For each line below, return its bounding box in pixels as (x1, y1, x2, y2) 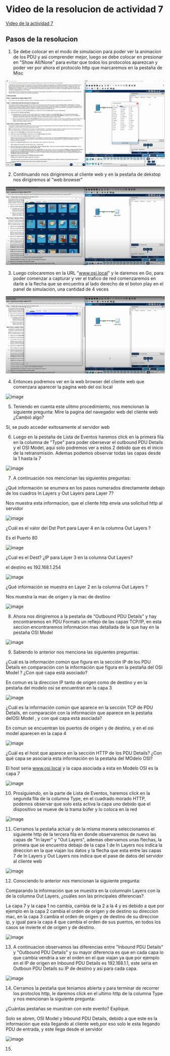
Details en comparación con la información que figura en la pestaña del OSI (6, 664, 163, 670)
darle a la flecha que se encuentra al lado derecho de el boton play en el (13, 281, 163, 287)
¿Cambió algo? (13, 414, 44, 421)
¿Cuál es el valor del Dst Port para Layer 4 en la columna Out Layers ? (6, 525, 151, 531)
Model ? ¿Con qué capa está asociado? (6, 670, 88, 676)
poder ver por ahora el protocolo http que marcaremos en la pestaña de (13, 64, 163, 70)
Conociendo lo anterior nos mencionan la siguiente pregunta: (13, 878, 141, 884)
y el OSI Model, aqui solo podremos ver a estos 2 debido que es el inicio (13, 444, 163, 451)
